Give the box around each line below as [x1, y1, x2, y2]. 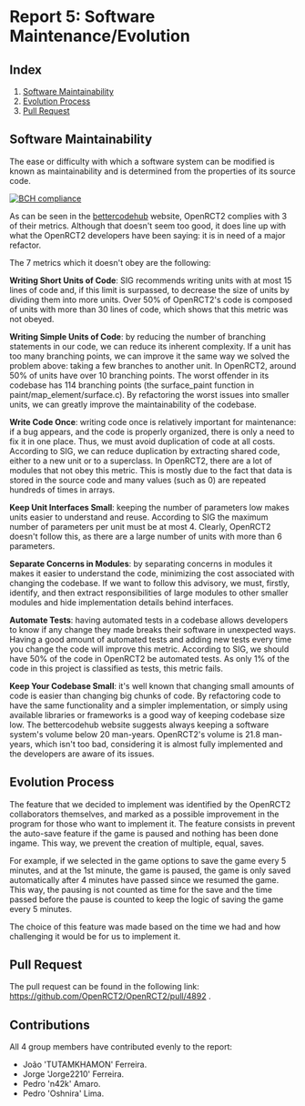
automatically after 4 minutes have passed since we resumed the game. [9, 874, 280, 885]
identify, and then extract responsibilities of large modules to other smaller [9, 587, 289, 598]
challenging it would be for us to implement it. [9, 930, 181, 941]
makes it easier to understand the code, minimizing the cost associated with [9, 567, 295, 579]
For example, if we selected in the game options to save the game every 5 [9, 855, 287, 866]
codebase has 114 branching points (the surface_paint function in [9, 380, 255, 391]
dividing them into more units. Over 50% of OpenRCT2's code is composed [9, 294, 293, 305]
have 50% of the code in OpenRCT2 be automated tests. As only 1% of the [9, 653, 290, 664]
